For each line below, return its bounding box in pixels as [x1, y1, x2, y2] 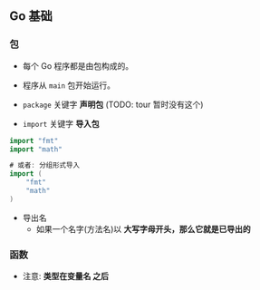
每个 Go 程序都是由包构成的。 [22, 60, 134, 71]
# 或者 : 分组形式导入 [9, 161, 80, 170]
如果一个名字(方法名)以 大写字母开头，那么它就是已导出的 [35, 223, 251, 234]
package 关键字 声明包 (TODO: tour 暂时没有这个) [22, 99, 204, 110]
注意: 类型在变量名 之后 [22, 271, 110, 282]
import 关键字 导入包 [22, 118, 100, 129]
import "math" [9, 144, 63, 154]
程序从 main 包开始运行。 [22, 80, 116, 91]
